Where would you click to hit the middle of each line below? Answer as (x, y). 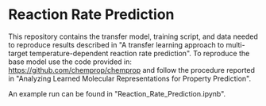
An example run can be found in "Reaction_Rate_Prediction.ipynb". (117, 93)
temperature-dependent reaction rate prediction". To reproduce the (139, 53)
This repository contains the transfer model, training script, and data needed (133, 36)
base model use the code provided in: (70, 62)
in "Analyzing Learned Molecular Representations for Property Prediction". (130, 78)
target (18, 53)
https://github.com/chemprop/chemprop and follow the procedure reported (132, 70)
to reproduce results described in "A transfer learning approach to (116, 44)
